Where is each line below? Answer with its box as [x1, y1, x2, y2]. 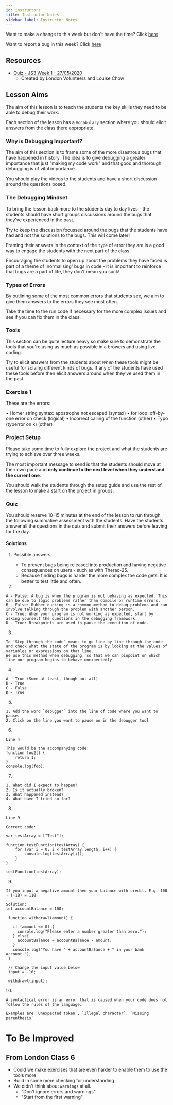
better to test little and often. [21, 578, 82, 584]
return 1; [15, 755, 37, 760]
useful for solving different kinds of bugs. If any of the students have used [6, 365, 163, 371]
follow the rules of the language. [6, 1002, 82, 1007]
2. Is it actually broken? [6, 787, 64, 793]
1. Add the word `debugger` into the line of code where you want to [6, 709, 159, 714]
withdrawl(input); [8, 978, 48, 984]
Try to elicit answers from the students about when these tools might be [6, 359, 159, 365]
